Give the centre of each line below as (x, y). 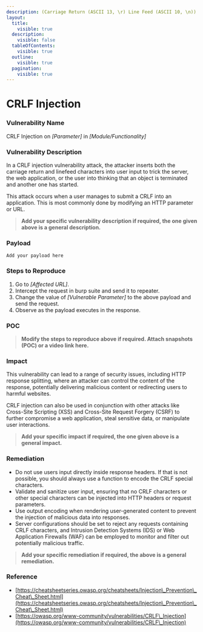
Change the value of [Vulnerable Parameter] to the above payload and (103, 297)
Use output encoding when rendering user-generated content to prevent (106, 511)
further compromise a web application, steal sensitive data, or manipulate (98, 418)
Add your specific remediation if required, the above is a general (104, 555)
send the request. (37, 304)
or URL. (16, 209)
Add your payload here (35, 256)
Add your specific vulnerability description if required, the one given (109, 221)
